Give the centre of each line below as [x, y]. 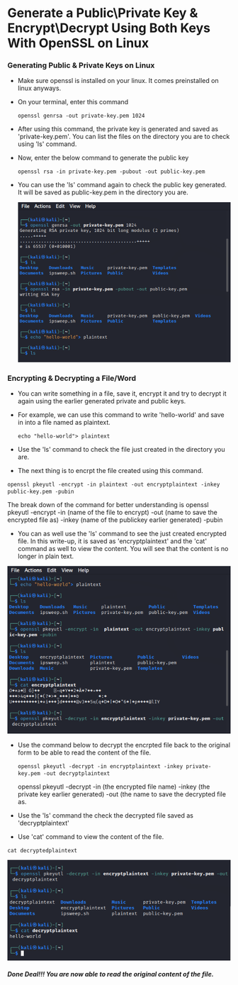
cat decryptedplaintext [42, 850]
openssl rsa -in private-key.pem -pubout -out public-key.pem [111, 172]
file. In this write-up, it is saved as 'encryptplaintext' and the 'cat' [112, 541]
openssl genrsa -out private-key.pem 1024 [81, 116]
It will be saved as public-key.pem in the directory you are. [103, 192]
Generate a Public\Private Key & [103, 13]
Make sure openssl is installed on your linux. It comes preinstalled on [118, 81]
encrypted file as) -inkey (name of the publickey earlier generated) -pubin [115, 520]
